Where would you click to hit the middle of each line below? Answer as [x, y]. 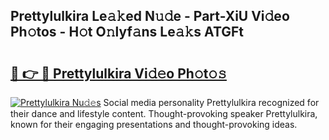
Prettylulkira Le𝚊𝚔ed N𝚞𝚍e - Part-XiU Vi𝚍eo [150, 16]
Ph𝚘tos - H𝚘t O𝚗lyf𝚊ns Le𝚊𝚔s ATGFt [127, 32]
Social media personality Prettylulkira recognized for [211, 102]
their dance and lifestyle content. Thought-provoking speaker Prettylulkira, [164, 113]
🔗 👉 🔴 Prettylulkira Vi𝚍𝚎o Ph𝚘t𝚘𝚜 [118, 73]
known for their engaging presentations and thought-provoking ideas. [154, 124]
